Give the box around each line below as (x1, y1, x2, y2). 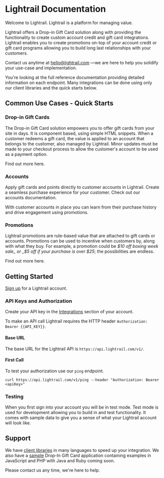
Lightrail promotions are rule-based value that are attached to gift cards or (5, 233, 156, 239)
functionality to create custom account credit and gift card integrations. (5, 34, 150, 40)
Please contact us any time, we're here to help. (5, 467, 100, 473)
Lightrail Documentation (5, 3, 106, 15)
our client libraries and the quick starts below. (5, 85, 97, 90)
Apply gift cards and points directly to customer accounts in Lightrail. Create (5, 184, 160, 190)
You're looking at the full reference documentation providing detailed (5, 74, 145, 80)
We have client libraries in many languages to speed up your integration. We (5, 447, 159, 453)
